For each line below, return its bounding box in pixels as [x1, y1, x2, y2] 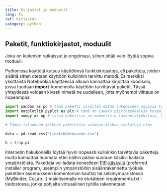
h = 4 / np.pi [5, 140, 30, 145]
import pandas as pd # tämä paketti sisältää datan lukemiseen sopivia [5, 104, 157, 109]
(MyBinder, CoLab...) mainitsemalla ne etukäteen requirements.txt [5, 176, 140, 182]
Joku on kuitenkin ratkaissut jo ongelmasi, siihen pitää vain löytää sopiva [5, 53, 154, 59]
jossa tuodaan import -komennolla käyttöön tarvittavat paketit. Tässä [5, 84, 146, 90]
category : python [5, 21, 41, 26]
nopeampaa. [5, 94, 31, 100]
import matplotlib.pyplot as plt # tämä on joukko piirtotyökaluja [5, 108, 148, 114]
